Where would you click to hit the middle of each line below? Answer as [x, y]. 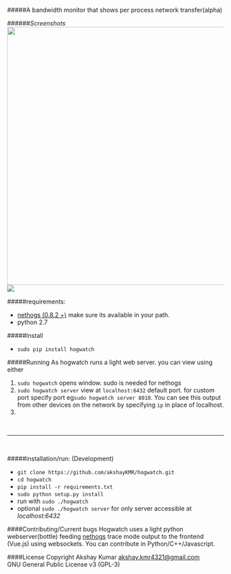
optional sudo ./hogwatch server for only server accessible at [104, 508]
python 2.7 [32, 322]
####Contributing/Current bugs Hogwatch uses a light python [95, 529]
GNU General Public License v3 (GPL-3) [64, 564]
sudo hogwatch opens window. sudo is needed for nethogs [99, 383]
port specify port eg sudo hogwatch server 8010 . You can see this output [119, 397]
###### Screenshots [36, 23]
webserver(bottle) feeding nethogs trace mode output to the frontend [106, 536]
